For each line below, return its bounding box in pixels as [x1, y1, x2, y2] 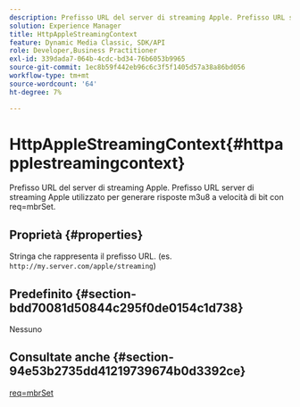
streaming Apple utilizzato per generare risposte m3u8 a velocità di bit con [9, 192, 284, 203]
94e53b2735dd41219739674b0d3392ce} [9, 363, 246, 379]
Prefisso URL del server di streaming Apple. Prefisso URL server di [9, 182, 254, 193]
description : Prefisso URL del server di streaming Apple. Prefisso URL [9, 12, 286, 22]
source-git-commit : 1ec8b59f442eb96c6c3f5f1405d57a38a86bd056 [9, 63, 246, 72]
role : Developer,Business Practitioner [9, 46, 158, 55]
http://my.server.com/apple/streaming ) [9, 261, 156, 271]
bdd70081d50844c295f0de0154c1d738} [9, 300, 244, 315]
